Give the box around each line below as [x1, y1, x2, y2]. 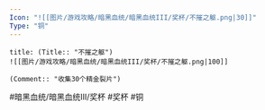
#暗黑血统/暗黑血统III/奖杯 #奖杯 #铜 [9, 91, 144, 102]
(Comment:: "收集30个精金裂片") [9, 74, 122, 83]
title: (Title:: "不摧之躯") [9, 47, 114, 56]
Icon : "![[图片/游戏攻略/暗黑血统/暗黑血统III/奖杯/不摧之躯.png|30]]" [9, 13, 257, 22]
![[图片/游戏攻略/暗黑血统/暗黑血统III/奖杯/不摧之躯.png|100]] [9, 57, 229, 66]
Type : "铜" [9, 21, 50, 30]
